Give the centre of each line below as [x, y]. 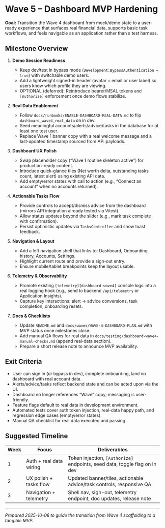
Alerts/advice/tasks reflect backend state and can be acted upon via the [85, 384]
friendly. [21, 400]
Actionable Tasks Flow [36, 196]
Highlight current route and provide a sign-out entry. [72, 261]
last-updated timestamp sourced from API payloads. [72, 141]
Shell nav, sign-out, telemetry [102, 493]
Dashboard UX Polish [34, 150]
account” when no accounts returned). [59, 186]
